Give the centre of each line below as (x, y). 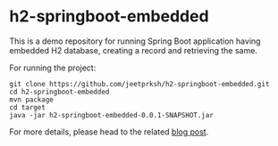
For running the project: (53, 68)
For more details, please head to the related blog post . (109, 132)
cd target (28, 107)
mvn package (31, 100)
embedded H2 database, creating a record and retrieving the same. (133, 50)
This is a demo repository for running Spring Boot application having (135, 41)
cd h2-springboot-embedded (59, 92)
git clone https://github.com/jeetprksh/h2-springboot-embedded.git (139, 84)
